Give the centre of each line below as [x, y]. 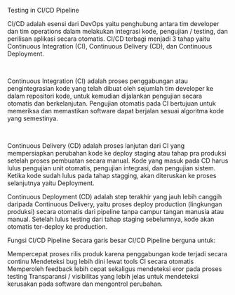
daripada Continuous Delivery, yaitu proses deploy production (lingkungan [115, 204]
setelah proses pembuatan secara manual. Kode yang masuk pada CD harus [118, 161]
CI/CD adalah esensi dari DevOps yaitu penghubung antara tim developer [113, 24]
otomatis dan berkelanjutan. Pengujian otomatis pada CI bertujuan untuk [112, 103]
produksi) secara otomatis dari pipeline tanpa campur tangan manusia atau [116, 212]
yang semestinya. [33, 118]
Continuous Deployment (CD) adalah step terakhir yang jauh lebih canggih [115, 197]
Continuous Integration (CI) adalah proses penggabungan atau [98, 81]
